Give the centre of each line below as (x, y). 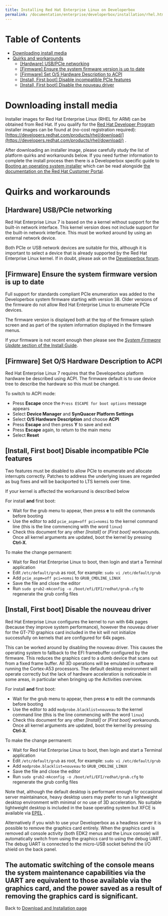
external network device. (31, 238)
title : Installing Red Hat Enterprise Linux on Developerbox (70, 10)
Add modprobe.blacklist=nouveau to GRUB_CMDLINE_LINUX (70, 766)
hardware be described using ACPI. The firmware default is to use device (81, 378)
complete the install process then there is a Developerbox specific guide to (82, 161)
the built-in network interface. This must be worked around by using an (78, 233)
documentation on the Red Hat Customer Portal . (54, 171)
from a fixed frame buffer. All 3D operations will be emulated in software (79, 663)
